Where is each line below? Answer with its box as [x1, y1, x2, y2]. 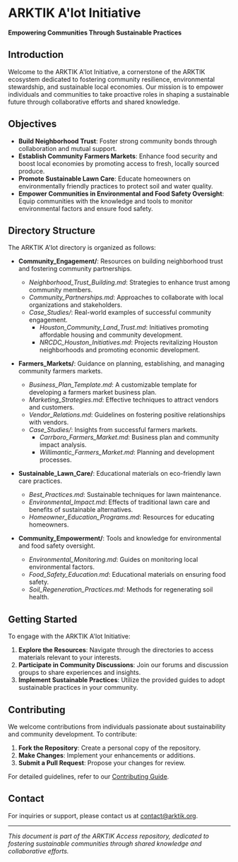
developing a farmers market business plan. [28, 388, 157, 397]
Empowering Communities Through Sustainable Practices [8, 28, 182, 37]
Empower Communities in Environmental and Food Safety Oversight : [18, 189, 225, 198]
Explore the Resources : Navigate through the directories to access [18, 646, 214, 654]
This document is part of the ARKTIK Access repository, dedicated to [8, 832, 209, 840]
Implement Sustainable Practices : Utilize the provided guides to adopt [18, 676, 225, 684]
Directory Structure [8, 225, 96, 237]
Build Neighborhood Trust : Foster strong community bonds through [18, 136, 218, 145]
